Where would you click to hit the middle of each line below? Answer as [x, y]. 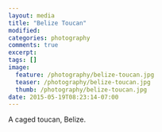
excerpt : [23, 52]
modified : [25, 30]
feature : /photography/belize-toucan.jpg [85, 75]
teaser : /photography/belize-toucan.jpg [83, 82]
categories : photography [49, 38]
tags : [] [23, 60]
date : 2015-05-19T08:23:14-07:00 [64, 97]
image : [19, 68]
